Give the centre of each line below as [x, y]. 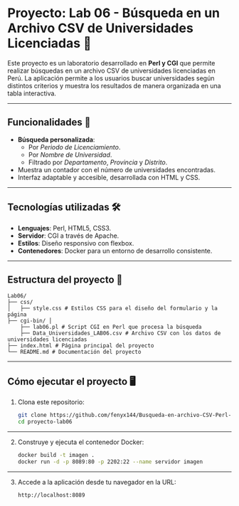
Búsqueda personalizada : [56, 139]
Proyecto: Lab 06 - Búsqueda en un [114, 13]
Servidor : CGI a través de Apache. [68, 236]
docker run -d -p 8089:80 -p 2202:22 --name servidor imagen [110, 462]
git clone [32, 415]
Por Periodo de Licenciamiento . [74, 147]
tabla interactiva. [32, 93]
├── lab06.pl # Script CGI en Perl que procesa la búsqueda [111, 327]
